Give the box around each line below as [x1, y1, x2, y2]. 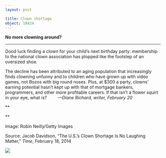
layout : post [5, 7, 32, 12]
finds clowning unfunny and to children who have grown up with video [5, 74, 148, 79]
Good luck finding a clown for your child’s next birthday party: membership [5, 48, 158, 54]
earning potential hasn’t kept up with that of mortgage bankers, [5, 84, 134, 90]
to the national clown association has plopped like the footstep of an [5, 54, 144, 60]
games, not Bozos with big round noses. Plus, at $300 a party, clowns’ [5, 79, 149, 85]
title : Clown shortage [5, 16, 52, 21]
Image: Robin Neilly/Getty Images [5, 123, 73, 129]
